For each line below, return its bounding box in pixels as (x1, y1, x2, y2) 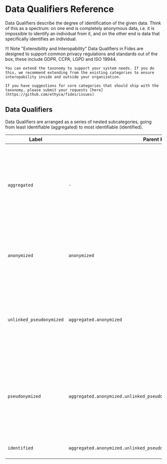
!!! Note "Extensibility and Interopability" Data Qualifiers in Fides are (5, 45, 144, 51)
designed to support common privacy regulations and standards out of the (5, 51, 158, 57)
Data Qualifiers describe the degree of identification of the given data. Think (5, 20, 162, 26)
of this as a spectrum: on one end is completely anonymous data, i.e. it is (5, 25, 155, 31)
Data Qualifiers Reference (5, 3, 114, 15)
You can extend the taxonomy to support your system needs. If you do (5, 66, 155, 71)
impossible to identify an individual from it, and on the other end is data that (5, 30, 160, 36)
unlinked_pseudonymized (7, 316, 64, 322)
